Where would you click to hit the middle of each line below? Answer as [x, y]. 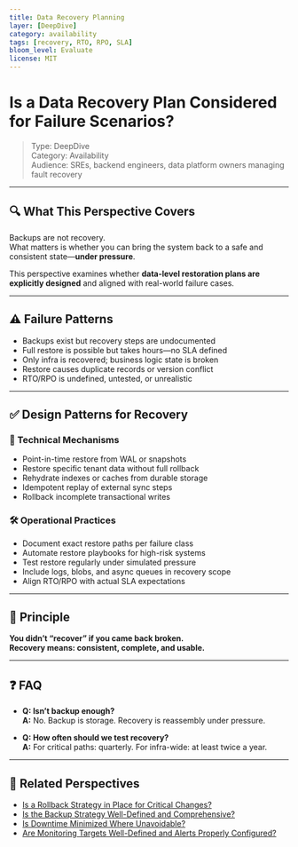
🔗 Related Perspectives [74, 784]
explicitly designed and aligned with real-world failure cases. [122, 283]
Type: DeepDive [60, 146]
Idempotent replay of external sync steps [97, 487]
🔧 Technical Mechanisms [64, 439]
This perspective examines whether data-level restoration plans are [134, 273]
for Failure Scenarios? [92, 122]
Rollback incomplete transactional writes [96, 497]
